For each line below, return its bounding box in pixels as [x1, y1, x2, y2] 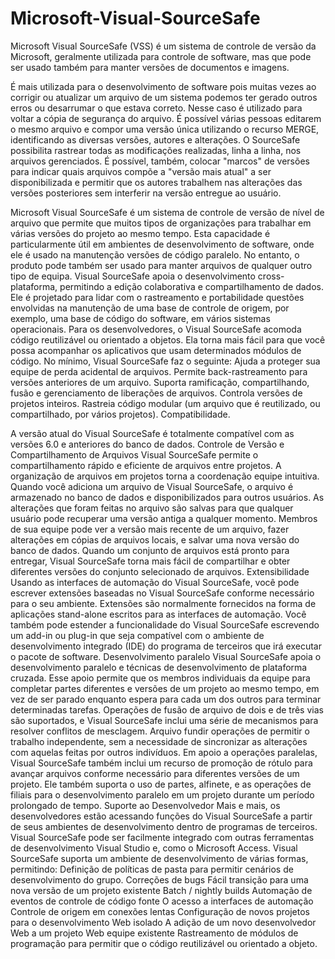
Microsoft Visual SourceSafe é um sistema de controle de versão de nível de [10, 206, 325, 218]
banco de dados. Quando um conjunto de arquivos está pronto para [10, 544, 290, 556]
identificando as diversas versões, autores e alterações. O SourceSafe [10, 133, 301, 146]
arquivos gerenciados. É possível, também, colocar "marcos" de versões [10, 155, 310, 167]
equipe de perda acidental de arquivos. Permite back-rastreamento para [10, 365, 308, 377]
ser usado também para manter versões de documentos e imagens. [10, 61, 290, 73]
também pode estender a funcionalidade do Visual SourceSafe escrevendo [10, 618, 320, 631]
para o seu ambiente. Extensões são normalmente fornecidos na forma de [10, 597, 317, 609]
